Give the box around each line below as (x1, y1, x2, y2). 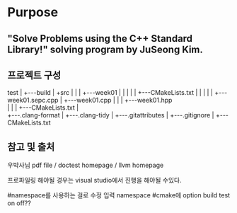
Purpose (7, 4, 59, 21)
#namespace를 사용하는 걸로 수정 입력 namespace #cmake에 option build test (7, 191, 231, 200)
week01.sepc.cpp (7, 96, 59, 105)
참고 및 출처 (7, 141, 55, 153)
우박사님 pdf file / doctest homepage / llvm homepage (7, 161, 164, 170)
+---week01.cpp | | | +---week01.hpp (63, 96, 173, 105)
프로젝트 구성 (7, 69, 62, 81)
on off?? (7, 199, 32, 207)
